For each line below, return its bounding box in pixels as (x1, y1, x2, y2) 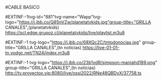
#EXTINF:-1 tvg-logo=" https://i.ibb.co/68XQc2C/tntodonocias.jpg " (5, 39, 141, 45)
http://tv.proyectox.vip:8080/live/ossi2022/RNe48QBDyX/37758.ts (5, 70, 142, 76)
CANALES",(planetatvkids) (5, 24, 60, 30)
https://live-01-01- (82, 45, 120, 50)
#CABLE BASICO (5, 4, 40, 10)
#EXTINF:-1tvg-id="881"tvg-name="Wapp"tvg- (5, 14, 102, 19)
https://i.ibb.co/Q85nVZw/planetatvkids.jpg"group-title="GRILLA (19, 19, 152, 25)
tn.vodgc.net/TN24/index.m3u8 (5, 50, 70, 56)
